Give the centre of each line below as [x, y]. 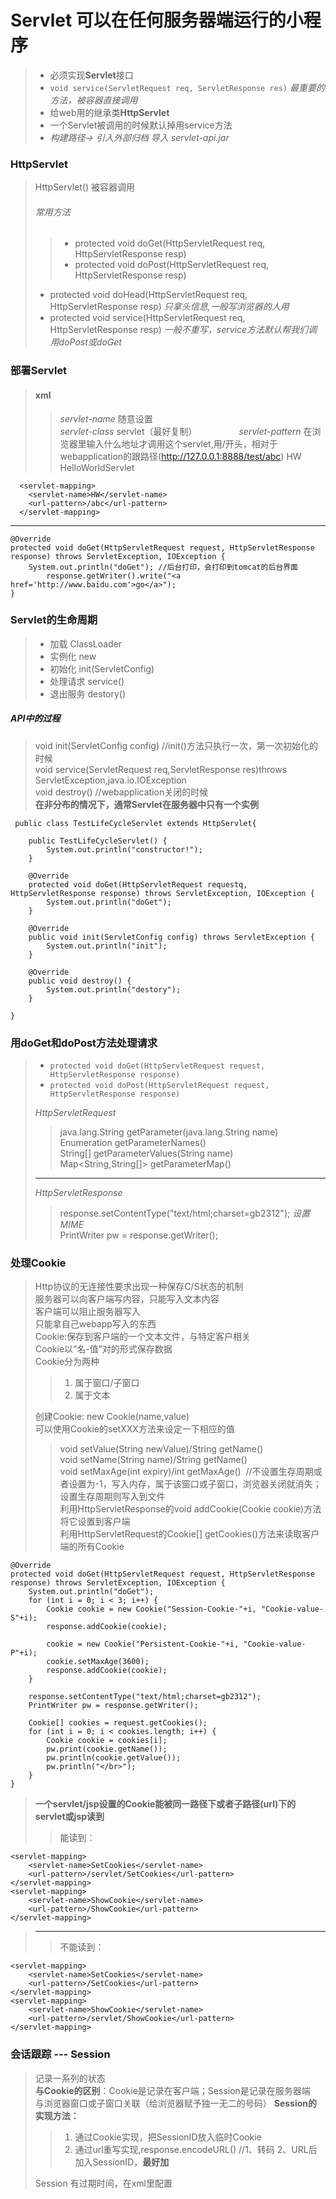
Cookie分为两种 [67, 1362]
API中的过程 [35, 718]
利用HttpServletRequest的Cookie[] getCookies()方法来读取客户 [189, 1534]
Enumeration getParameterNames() [133, 1143]
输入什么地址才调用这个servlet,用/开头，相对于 [182, 443]
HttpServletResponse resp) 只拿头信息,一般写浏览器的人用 [169, 307]
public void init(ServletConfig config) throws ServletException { [171, 937]
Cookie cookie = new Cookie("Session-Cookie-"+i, [151, 1609]
